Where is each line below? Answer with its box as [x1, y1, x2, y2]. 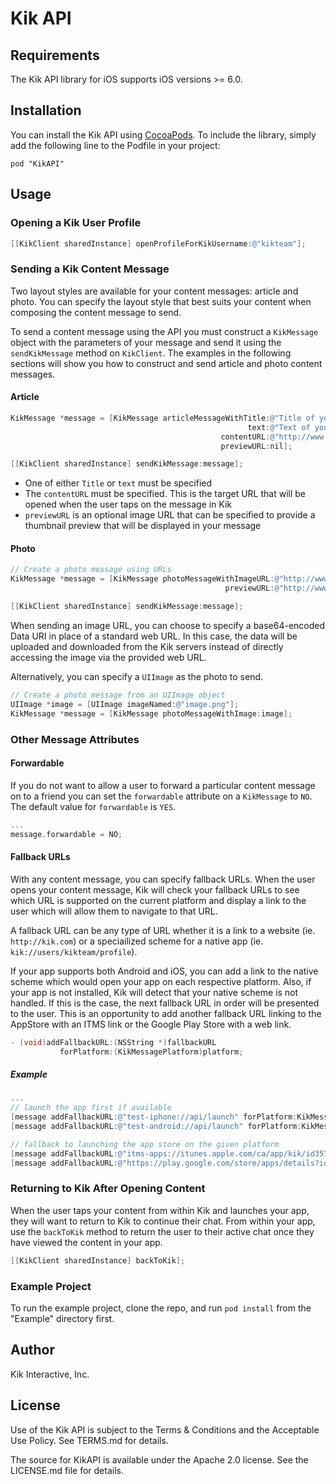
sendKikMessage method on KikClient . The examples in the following [10, 347, 292, 359]
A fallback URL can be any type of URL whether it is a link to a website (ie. [10, 924, 316, 936]
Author [10, 1342, 55, 1359]
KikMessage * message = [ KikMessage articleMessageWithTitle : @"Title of [10, 413, 315, 423]
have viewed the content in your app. [10, 1236, 163, 1248]
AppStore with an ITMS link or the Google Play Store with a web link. [10, 1018, 292, 1030]
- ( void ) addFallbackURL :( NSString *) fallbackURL [10, 1037, 217, 1047]
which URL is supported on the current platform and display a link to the [10, 894, 307, 906]
